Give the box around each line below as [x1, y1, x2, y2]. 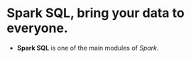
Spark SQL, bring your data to [6, 5, 185, 21]
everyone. [6, 20, 68, 36]
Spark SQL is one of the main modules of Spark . [16, 43, 159, 52]
